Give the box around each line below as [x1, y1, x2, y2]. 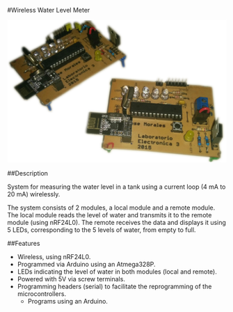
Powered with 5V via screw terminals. [17, 274, 125, 283]
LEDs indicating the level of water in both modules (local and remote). [17, 267, 217, 276]
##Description [7, 169, 49, 177]
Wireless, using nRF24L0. [17, 252, 91, 260]
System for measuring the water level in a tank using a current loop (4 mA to [7, 182, 226, 191]
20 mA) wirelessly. [7, 189, 61, 198]
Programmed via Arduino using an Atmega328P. [17, 260, 156, 268]
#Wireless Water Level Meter [7, 6, 90, 14]
